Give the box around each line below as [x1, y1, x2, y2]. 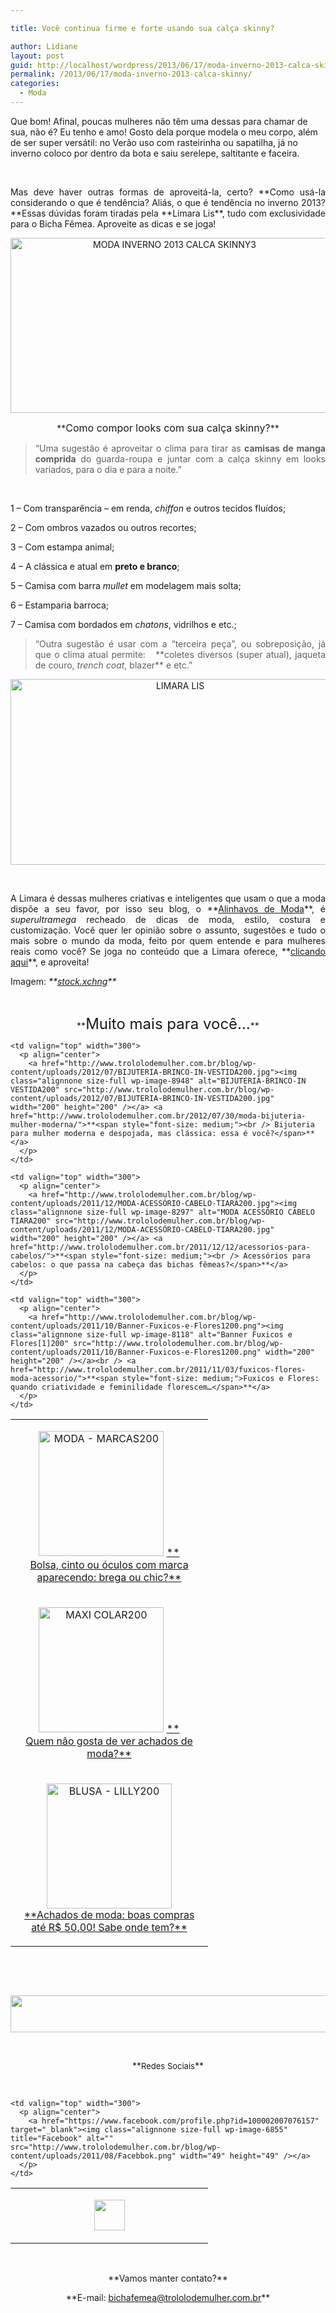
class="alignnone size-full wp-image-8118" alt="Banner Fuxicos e [10, 1329, 293, 1340]
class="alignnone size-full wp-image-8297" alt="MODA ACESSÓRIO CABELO [10, 1207, 315, 1217]
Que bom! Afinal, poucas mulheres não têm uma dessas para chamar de [10, 115, 308, 127]
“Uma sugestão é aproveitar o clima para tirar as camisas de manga [34, 442, 326, 454]
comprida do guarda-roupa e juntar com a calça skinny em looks [34, 452, 326, 465]
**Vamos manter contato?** [108, 2272, 228, 2284]
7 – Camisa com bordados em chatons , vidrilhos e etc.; [10, 618, 237, 630]
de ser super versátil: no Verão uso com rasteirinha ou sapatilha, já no [10, 136, 298, 148]
